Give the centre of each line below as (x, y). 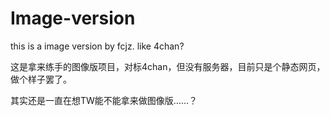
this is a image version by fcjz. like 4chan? (97, 46)
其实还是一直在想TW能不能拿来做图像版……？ (104, 100)
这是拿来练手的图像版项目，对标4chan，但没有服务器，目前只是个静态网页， (168, 66)
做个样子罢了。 (41, 79)
